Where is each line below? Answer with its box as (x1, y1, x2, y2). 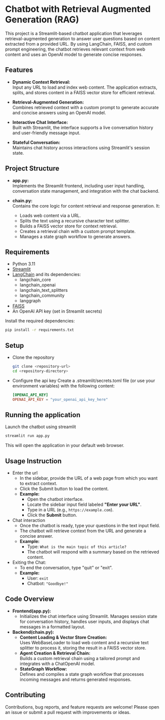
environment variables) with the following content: (12, 383, 115, 388)
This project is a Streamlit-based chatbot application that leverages (5, 30, 142, 36)
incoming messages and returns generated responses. (19, 676, 132, 682)
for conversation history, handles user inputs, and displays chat (19, 618, 150, 624)
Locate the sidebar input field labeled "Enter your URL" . (27, 501, 142, 507)
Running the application (5, 410, 81, 419)
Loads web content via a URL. (19, 212, 81, 219)
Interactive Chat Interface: (12, 119, 68, 125)
